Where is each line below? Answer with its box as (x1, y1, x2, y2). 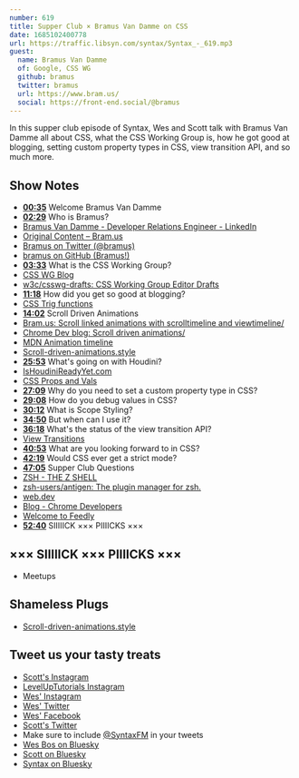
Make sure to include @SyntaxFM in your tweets (22, 729, 204, 740)
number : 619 (9, 13, 54, 23)
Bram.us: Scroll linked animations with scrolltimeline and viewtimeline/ (22, 318, 285, 329)
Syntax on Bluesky (22, 758, 92, 769)
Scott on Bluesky (22, 748, 86, 759)
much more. (9, 152, 54, 162)
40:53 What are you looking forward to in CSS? (22, 443, 200, 454)
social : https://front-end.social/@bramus (17, 97, 180, 107)
